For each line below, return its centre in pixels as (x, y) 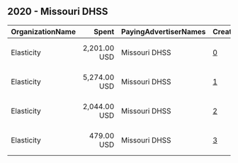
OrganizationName (44, 31)
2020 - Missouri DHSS (58, 12)
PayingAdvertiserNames (164, 31)
